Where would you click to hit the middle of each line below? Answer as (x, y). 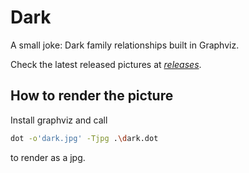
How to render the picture (92, 96)
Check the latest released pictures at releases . (106, 64)
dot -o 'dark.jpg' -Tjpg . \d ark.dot (84, 138)
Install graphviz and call (59, 120)
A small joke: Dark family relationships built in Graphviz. (125, 45)
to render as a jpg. (48, 157)
